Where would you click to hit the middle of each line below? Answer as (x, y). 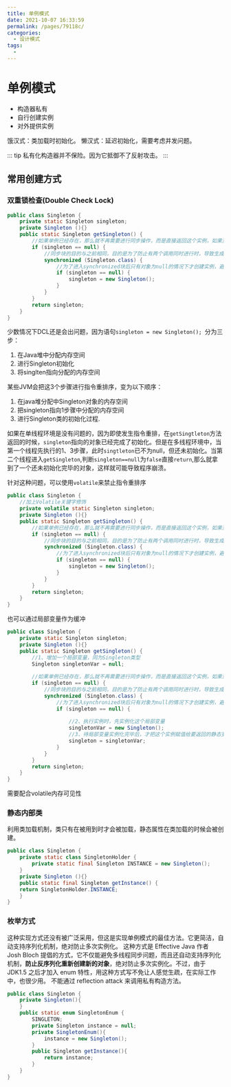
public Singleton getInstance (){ (80, 1051)
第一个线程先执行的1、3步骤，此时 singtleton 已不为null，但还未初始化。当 (112, 451)
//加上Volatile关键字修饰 (53, 502)
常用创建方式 (34, 179)
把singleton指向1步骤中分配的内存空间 (70, 410)
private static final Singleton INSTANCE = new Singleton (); (121, 864)
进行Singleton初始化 (45, 363)
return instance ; (69, 1058)
